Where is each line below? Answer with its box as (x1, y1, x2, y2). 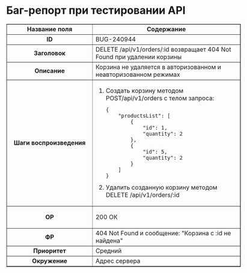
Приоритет (32, 247, 67, 255)
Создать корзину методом (105, 86, 184, 95)
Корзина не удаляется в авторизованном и (95, 62, 221, 71)
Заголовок (34, 49, 66, 57)
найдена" (95, 236, 123, 245)
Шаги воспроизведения (13, 139, 86, 147)
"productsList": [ (118, 112, 171, 119)
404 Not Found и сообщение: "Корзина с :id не (95, 229, 231, 237)
